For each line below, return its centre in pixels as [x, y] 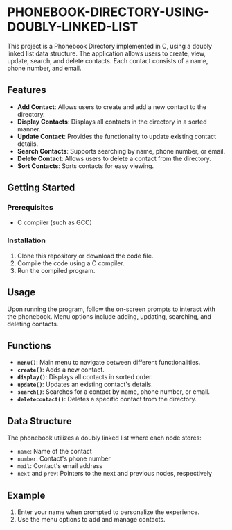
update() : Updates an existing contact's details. [85, 384]
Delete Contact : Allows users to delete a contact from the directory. [114, 158]
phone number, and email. [44, 68]
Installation [27, 240]
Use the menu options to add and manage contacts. [91, 519]
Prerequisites [30, 208]
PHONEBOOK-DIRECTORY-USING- [108, 12]
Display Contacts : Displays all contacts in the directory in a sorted [112, 122]
